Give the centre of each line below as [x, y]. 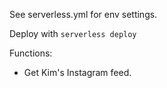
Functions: [31, 53]
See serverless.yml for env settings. [83, 14]
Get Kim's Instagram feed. [77, 72]
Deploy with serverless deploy [73, 33]
